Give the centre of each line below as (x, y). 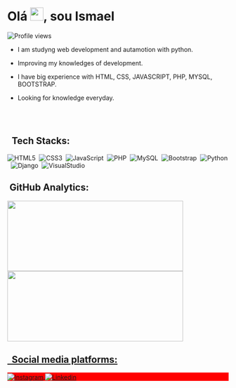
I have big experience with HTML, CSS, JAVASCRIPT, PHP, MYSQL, (115, 77)
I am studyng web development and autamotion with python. (105, 49)
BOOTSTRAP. (37, 84)
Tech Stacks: (41, 141)
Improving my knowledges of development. (80, 63)
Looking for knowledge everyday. (66, 98)
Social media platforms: (65, 360)
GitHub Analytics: (49, 187)
